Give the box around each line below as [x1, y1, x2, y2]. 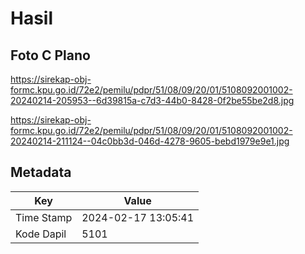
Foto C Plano [10, 47, 91, 64]
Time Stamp [15, 210, 73, 224]
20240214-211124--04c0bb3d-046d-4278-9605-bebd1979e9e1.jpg [10, 135, 290, 147]
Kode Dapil [15, 227, 67, 241]
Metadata [10, 164, 72, 181]
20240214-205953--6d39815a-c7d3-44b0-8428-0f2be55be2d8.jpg [10, 95, 295, 106]
